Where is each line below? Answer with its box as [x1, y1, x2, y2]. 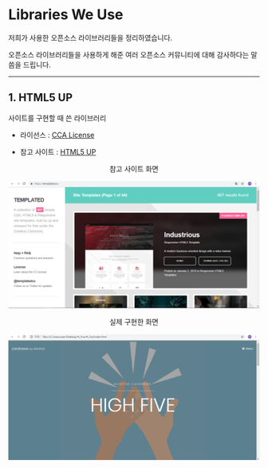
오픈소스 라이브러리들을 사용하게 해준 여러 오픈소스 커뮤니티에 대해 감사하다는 [8, 49, 250, 59]
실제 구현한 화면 [108, 317, 160, 326]
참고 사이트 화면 [108, 163, 160, 173]
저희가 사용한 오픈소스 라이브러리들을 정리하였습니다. [8, 33, 173, 42]
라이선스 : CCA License [19, 130, 95, 140]
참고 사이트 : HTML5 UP [19, 147, 97, 156]
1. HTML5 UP [8, 91, 73, 104]
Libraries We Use [8, 6, 124, 24]
